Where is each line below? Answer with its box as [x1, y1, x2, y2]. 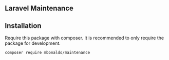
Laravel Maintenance [5, 4, 74, 13]
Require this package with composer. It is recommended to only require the [5, 35, 164, 41]
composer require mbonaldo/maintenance [5, 50, 90, 55]
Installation [5, 21, 42, 30]
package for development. [5, 40, 61, 46]
